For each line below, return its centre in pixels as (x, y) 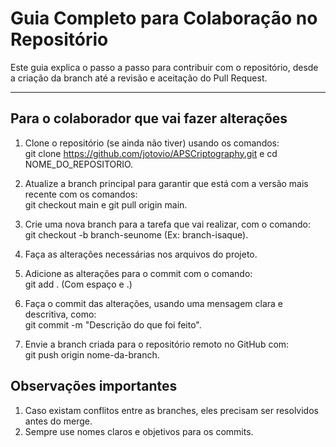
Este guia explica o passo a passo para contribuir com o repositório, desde (164, 67)
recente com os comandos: (81, 194)
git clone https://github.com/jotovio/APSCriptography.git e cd (151, 153)
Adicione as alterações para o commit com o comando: (138, 273)
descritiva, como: (60, 314)
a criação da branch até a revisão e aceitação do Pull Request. (139, 78)
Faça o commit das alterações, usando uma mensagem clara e (153, 303)
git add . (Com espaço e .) (78, 284)
